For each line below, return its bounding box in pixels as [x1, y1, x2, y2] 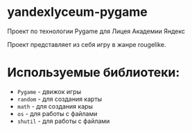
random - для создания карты [17, 95, 103, 103]
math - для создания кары [17, 102, 94, 111]
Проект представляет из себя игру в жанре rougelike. [7, 40, 166, 48]
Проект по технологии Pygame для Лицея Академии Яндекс [7, 27, 186, 35]
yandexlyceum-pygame [7, 4, 148, 20]
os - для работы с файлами [17, 109, 98, 117]
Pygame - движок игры [17, 87, 82, 95]
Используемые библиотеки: [7, 65, 180, 80]
